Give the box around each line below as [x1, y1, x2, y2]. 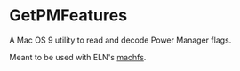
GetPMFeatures [9, 5, 127, 26]
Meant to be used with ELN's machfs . [9, 51, 147, 62]
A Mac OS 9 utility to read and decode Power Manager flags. [9, 35, 232, 45]
